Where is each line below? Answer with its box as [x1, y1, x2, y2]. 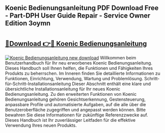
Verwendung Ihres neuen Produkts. [5, 122, 77, 128]
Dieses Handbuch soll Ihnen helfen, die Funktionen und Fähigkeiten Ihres [5, 66, 153, 71]
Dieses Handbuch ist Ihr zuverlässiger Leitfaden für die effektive [5, 117, 136, 123]
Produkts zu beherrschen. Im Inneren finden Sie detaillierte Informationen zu [5, 70, 161, 76]
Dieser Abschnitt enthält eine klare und [72, 81, 151, 87]
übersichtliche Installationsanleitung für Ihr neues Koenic [5, 86, 121, 92]
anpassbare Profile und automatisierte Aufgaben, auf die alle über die [5, 102, 146, 107]
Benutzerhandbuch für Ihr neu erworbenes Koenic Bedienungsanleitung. [5, 60, 153, 66]
